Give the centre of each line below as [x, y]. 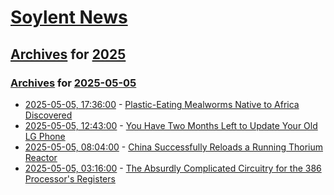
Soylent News [69, 17]
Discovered [48, 115]
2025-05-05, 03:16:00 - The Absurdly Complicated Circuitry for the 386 [173, 168]
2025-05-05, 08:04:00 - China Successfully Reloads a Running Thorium [173, 147]
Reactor [41, 157]
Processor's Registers [70, 178]
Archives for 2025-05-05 [73, 83]
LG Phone [45, 136]
